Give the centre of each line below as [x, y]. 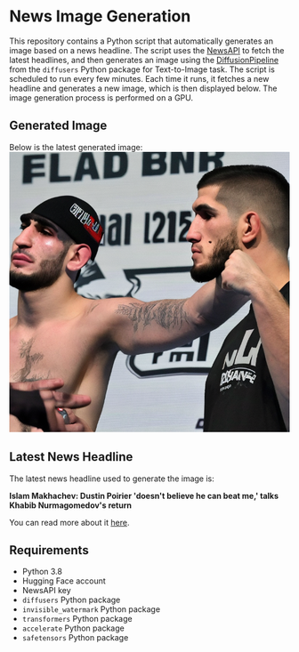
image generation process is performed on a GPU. [101, 97]
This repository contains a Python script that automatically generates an [141, 41]
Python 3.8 [42, 572]
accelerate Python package [73, 628]
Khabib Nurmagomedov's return [70, 505]
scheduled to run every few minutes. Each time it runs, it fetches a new [139, 78]
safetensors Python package [75, 638]
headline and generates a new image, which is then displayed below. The [143, 88]
